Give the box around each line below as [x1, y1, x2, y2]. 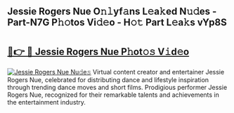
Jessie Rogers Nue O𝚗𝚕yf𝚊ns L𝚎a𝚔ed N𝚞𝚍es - [7, 6, 217, 18]
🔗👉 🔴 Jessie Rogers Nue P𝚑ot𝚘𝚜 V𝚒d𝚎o [7, 46, 190, 58]
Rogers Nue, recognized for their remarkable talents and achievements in [7, 91, 220, 99]
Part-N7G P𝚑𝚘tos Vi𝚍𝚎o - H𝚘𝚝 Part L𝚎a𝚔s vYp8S [7, 17, 227, 29]
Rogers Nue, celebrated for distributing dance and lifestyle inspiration [7, 76, 209, 84]
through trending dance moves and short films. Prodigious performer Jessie [7, 84, 228, 91]
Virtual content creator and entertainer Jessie [92, 68, 225, 76]
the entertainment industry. [7, 98, 86, 106]
